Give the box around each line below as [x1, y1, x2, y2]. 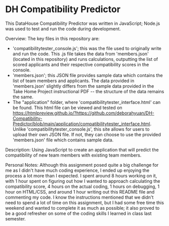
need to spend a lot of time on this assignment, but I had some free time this [5, 199, 164, 206]
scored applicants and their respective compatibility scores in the [12, 61, 149, 67]
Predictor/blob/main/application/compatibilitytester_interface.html [12, 121, 150, 127]
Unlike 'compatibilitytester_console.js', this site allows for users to [12, 126, 150, 132]
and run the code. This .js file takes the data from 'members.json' [12, 51, 149, 57]
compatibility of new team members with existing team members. [5, 152, 142, 158]
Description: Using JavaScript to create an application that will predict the [5, 146, 159, 153]
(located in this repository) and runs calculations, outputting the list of [12, 56, 158, 62]
